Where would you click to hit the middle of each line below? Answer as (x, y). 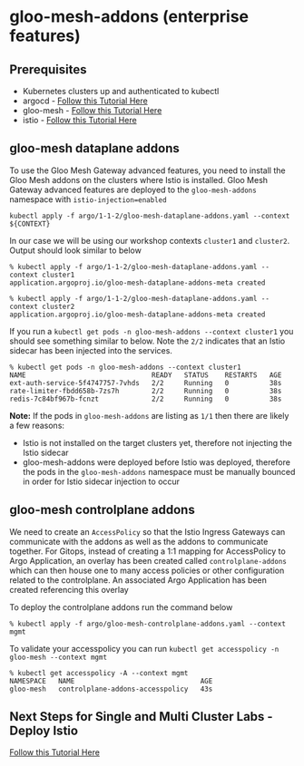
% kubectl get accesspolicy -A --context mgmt (99, 673)
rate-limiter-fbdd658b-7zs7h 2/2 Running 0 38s (146, 391)
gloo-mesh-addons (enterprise (129, 17)
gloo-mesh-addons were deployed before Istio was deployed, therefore (156, 462)
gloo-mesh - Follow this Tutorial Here (92, 110)
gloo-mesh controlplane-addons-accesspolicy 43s (111, 689)
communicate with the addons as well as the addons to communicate (139, 541)
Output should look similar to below (76, 250)
